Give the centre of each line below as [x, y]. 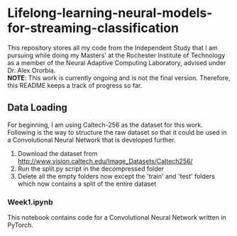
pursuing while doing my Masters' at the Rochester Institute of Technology [116, 55]
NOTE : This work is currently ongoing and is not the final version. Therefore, [119, 78]
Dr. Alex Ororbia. [32, 70]
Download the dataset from [57, 153]
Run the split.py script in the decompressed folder [91, 169]
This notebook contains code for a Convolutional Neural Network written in [117, 218]
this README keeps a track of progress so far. [75, 85]
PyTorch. [21, 225]
